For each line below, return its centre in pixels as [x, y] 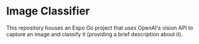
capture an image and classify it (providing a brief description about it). [94, 34]
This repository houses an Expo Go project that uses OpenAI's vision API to [100, 28]
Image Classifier [48, 11]
